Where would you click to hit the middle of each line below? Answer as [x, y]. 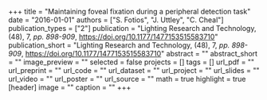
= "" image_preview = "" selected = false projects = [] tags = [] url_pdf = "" [132, 62]
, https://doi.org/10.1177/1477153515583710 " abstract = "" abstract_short [139, 54]
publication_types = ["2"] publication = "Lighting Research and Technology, [132, 28]
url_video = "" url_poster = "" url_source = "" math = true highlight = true [127, 79]
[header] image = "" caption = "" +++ [70, 87]
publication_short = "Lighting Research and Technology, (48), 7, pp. [119, 45]
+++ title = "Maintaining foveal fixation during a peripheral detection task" [130, 12]
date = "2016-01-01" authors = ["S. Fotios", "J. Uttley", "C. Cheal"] [116, 20]
